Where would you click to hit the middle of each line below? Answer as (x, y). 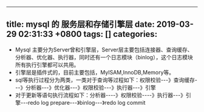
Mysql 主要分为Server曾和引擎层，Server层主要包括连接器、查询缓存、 (104, 50)
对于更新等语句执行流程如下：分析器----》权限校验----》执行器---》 (100, 95)
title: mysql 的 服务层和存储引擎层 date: (80, 25)
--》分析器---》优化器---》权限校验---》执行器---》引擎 (85, 87)
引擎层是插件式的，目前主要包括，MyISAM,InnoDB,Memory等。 (95, 72)
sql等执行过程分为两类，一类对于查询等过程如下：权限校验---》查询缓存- (106, 80)
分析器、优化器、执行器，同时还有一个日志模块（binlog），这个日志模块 (104, 57)
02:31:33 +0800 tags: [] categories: (88, 34)
